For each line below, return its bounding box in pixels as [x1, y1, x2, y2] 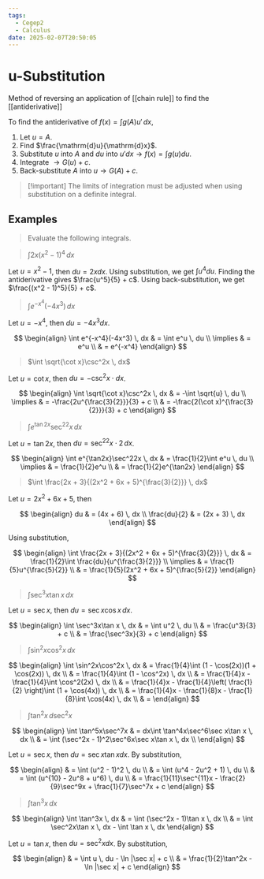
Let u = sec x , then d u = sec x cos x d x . [8, 605, 132, 615]
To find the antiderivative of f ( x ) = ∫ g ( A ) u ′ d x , [8, 117, 154, 127]
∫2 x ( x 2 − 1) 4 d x [27, 249, 75, 259]
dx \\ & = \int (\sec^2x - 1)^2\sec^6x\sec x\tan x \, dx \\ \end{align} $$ [19, 735, 246, 744]
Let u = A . [19, 132, 53, 142]
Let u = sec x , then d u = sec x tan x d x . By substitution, [8, 750, 183, 759]
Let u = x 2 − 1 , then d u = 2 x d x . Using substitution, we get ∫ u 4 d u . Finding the [8, 265, 255, 276]
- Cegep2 [15, 19, 44, 27]
